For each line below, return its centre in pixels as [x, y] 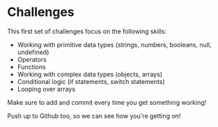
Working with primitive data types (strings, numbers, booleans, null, [114, 44]
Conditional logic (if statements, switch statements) [91, 81]
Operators [32, 59]
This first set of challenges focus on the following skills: [87, 31]
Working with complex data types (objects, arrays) [89, 74]
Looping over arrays [46, 89]
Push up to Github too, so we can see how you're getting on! [94, 116]
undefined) [33, 52]
